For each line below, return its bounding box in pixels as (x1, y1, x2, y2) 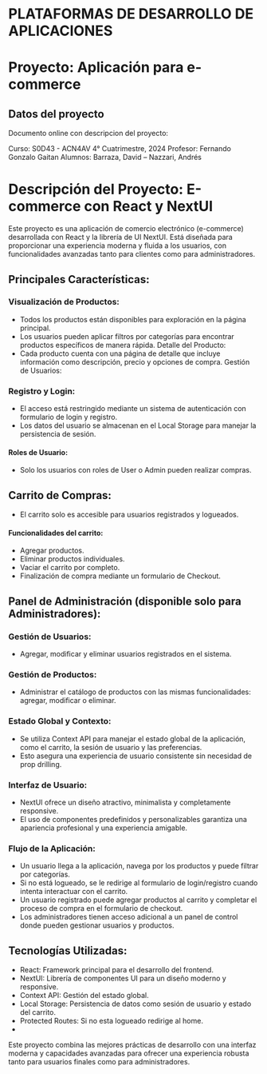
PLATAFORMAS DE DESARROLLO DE (8, 5, 253, 23)
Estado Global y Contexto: (8, 716, 112, 727)
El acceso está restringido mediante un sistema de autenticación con (19, 404, 247, 413)
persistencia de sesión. (19, 429, 96, 439)
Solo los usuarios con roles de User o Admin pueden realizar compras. (19, 465, 253, 475)
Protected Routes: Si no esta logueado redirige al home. (19, 1016, 203, 1026)
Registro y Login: (8, 385, 76, 397)
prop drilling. (19, 759, 62, 769)
